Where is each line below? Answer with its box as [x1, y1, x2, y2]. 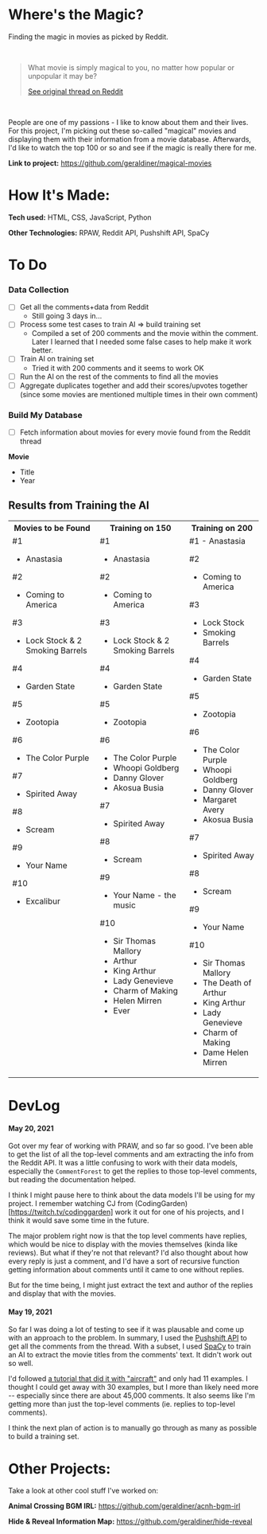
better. [31, 345, 53, 355]
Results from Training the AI [8, 499, 149, 513]
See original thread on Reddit [27, 86, 123, 96]
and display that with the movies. [8, 1289, 117, 1298]
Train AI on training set [19, 354, 95, 364]
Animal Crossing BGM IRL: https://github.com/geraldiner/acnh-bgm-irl [8, 1501, 241, 1511]
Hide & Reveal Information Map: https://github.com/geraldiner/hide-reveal [8, 1516, 253, 1526]
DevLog [8, 1097, 60, 1115]
